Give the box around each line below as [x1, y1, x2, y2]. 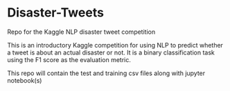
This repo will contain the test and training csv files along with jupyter [7, 69, 206, 77]
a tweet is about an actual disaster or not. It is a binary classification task [7, 48, 215, 57]
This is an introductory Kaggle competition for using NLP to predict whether [7, 41, 224, 49]
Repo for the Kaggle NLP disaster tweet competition [7, 28, 156, 36]
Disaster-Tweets [7, 5, 104, 21]
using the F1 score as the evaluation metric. [7, 55, 132, 63]
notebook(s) [7, 76, 42, 84]
